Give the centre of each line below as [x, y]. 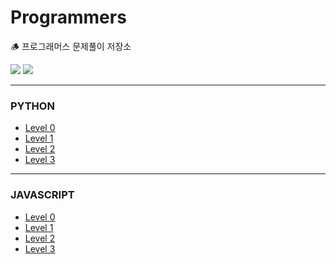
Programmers [68, 17]
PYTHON [32, 106]
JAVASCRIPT [42, 195]
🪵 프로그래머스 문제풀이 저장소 [71, 46]
